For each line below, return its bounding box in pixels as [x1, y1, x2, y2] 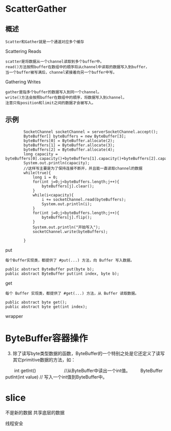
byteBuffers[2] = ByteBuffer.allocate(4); [23, 147, 115, 152]
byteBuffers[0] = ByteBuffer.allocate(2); [23, 138, 115, 143]
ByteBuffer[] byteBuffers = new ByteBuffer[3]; [23, 133, 126, 139]
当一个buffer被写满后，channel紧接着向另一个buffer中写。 [5, 70, 117, 75]
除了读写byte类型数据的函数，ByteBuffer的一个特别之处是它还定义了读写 [12, 350, 165, 356]
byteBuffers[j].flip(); [41, 215, 93, 220]
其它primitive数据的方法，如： [12, 357, 76, 363]
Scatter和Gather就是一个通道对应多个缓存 [5, 39, 84, 44]
